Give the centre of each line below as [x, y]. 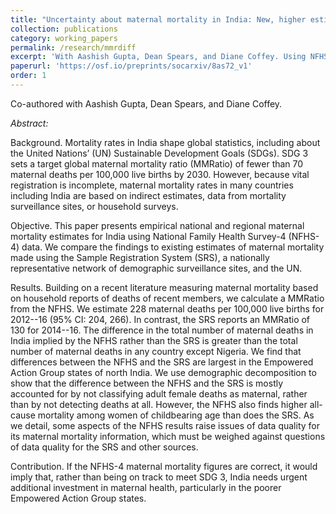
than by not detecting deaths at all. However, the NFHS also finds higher [159, 404]
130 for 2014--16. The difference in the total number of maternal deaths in [162, 330]
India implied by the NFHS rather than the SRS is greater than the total [154, 340]
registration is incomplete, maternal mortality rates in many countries [152, 185]
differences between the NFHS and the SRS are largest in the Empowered [162, 362]
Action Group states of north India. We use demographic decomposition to [163, 372]
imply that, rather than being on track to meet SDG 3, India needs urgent [159, 477]
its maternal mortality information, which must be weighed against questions [168, 436]
